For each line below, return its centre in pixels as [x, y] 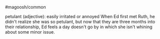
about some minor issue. [30, 32]
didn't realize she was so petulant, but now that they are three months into [80, 22]
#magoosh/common [26, 7]
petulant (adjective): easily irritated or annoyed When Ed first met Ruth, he [80, 16]
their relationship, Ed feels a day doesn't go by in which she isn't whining [79, 27]
